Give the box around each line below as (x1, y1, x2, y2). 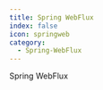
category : (9, 37, 47, 47)
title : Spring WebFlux (9, 12, 94, 22)
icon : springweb (9, 29, 70, 38)
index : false (9, 21, 58, 30)
